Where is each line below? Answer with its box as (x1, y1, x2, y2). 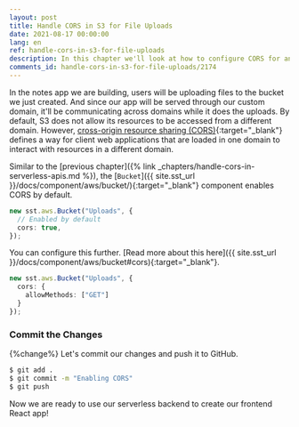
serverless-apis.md (9, 170, 81, 181)
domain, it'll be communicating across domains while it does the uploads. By (9, 106, 290, 117)
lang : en (9, 37, 42, 47)
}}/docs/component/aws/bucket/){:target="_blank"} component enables (9, 180, 274, 190)
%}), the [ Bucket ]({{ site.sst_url (82, 170, 196, 181)
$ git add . (9, 366, 53, 375)
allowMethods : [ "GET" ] (25, 291, 109, 300)
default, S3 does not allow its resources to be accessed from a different (9, 115, 272, 125)
